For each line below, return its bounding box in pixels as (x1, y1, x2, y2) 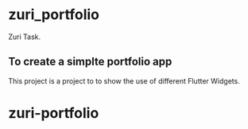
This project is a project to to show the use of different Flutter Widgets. (8, 76, 240, 85)
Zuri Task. (8, 32, 41, 41)
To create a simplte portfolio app (8, 55, 172, 68)
